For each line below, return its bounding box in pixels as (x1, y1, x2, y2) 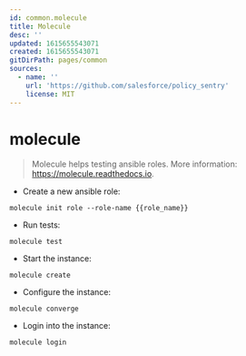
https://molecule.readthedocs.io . (31, 168, 154, 179)
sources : (9, 65, 43, 74)
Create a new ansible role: (22, 186, 121, 197)
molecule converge (9, 304, 79, 314)
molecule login (9, 338, 67, 347)
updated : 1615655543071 (9, 38, 100, 48)
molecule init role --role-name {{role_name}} (9, 204, 189, 213)
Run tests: (22, 219, 61, 230)
